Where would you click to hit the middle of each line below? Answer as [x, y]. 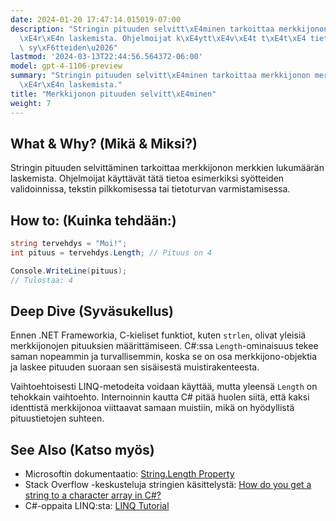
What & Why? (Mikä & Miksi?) [104, 143]
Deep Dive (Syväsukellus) [92, 311]
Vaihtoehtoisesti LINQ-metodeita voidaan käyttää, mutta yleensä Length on [164, 387]
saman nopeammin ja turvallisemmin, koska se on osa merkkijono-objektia [164, 357]
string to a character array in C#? [93, 495]
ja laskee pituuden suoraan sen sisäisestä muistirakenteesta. [135, 367]
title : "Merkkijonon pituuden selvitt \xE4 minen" [113, 94]
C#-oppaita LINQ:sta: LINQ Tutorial [97, 506]
